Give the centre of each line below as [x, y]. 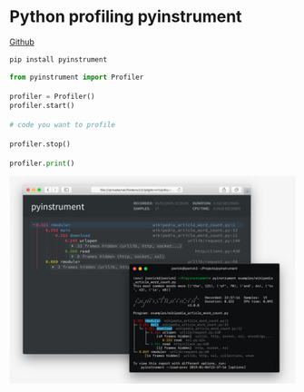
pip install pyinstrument [58, 59]
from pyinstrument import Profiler [77, 77]
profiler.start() [42, 106]
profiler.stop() [40, 144]
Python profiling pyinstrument [126, 17]
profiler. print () [42, 163]
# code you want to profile [63, 125]
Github [22, 42]
